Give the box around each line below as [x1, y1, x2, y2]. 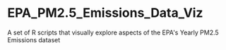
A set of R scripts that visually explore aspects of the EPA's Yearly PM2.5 [7, 28, 219, 37]
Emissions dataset [7, 35, 61, 44]
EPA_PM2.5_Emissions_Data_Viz [7, 5, 203, 21]
